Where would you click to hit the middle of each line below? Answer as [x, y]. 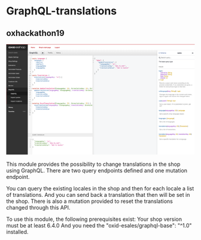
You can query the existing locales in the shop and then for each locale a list [100, 188]
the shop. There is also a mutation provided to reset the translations [90, 201]
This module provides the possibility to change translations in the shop [93, 164]
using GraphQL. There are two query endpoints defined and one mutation [97, 170]
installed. [17, 232]
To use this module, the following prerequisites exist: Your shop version [94, 219]
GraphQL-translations [62, 11]
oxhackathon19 [35, 33]
